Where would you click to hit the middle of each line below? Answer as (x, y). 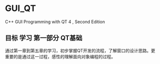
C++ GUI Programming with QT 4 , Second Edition (55, 22)
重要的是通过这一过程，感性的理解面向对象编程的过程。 (60, 56)
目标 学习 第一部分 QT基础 (44, 38)
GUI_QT (21, 8)
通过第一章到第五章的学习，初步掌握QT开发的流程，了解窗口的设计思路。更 (80, 51)
